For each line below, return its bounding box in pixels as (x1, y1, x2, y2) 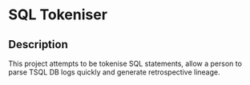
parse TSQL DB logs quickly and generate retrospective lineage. (8, 67, 220, 77)
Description (8, 38, 68, 51)
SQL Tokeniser (8, 6, 108, 24)
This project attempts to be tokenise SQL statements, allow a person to (8, 59, 243, 68)
